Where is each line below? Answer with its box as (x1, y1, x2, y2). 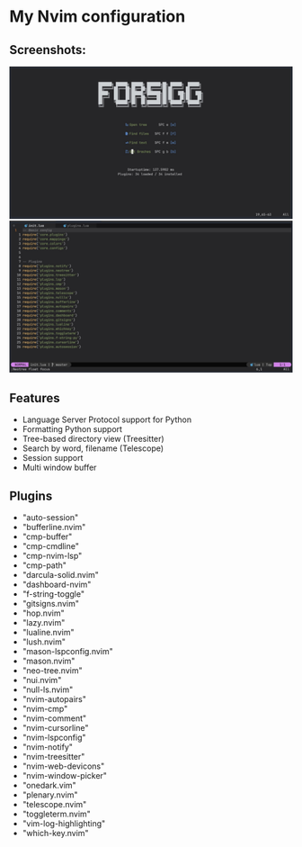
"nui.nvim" (22, 675, 62, 686)
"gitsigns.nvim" (22, 599, 79, 609)
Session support (22, 453, 84, 464)
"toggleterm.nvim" (22, 808, 92, 820)
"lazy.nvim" (22, 617, 66, 628)
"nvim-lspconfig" (22, 732, 87, 743)
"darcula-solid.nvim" (22, 570, 99, 581)
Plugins (9, 488, 53, 503)
